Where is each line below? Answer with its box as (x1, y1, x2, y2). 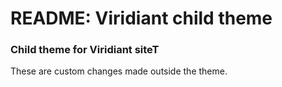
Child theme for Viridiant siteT (10, 43, 160, 57)
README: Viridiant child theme (10, 7, 273, 30)
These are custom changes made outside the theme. (10, 65, 228, 77)
